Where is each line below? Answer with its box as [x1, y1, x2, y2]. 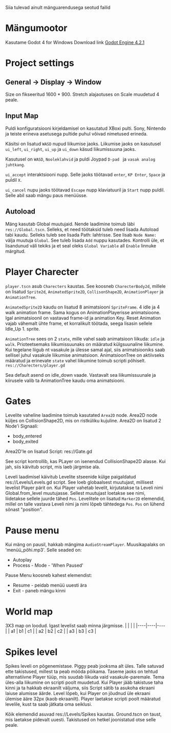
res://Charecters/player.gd [5, 363, 66, 368]
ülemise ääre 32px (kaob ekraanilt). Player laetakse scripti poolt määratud [5, 696, 161, 702]
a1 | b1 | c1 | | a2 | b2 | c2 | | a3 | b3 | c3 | [11, 628, 96, 634]
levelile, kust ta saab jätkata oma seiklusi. [5, 701, 92, 707]
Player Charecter [5, 266, 79, 278]
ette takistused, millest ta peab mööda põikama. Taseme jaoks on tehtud [5, 668, 158, 674]
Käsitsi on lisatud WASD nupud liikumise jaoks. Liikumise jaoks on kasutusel [5, 141, 161, 147]
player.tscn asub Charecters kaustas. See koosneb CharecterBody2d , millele [5, 283, 166, 289]
